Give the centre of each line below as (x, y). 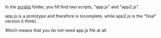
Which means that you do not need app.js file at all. (56, 30)
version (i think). (21, 21)
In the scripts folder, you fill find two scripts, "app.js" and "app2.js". (72, 7)
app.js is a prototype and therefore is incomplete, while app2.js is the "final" (81, 16)
